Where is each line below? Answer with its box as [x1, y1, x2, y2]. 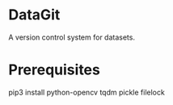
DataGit [8, 6, 61, 24]
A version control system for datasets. [8, 32, 136, 42]
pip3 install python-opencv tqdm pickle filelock [8, 87, 166, 97]
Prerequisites [8, 61, 101, 79]
